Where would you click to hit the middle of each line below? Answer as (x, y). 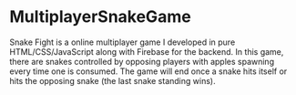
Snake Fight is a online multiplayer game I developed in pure (122, 42)
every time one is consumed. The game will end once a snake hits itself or (148, 71)
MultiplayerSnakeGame (100, 17)
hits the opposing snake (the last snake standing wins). (112, 80)
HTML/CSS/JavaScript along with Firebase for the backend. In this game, (147, 51)
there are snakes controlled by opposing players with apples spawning (142, 61)
